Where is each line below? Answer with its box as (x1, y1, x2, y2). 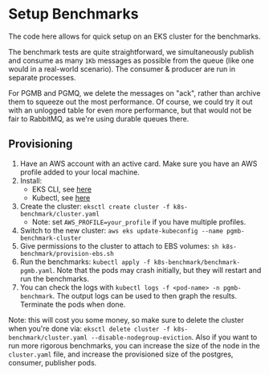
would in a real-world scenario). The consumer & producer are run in (8, 64, 235, 73)
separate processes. (8, 72, 76, 82)
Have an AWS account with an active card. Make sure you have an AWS (19, 159, 258, 168)
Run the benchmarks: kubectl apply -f (19, 257, 151, 266)
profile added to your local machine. (19, 167, 141, 177)
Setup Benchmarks (8, 5, 139, 23)
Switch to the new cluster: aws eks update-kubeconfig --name (19, 225, 223, 235)
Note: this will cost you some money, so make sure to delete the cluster (8, 315, 244, 324)
